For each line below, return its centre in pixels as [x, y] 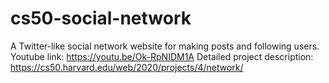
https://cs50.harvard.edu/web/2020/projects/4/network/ [127, 67]
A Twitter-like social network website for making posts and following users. [165, 46]
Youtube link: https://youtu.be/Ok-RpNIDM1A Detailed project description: [162, 56]
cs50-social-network [101, 18]
